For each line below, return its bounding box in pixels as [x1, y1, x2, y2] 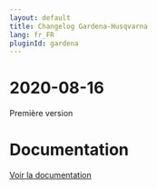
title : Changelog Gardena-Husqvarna [9, 22, 148, 31]
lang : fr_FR [9, 30, 54, 39]
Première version [9, 108, 74, 119]
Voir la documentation [9, 170, 93, 181]
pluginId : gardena [9, 38, 79, 48]
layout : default [9, 13, 71, 23]
